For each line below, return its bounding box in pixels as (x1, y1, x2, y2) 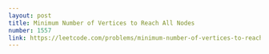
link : (8, 33, 26, 42)
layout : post (8, 11, 52, 20)
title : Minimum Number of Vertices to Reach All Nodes (8, 19, 195, 27)
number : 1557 (8, 26, 52, 34)
